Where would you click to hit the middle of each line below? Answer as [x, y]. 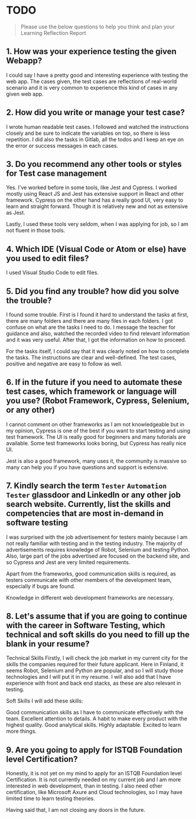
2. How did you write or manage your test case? [95, 113]
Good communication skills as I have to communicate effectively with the [95, 713]
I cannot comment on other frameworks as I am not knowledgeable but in [95, 424]
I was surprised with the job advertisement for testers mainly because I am [97, 537]
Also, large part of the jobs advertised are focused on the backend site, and [98, 556]
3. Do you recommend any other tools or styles [94, 164]
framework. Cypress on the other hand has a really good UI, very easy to [95, 200]
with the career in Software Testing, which [86, 625]
